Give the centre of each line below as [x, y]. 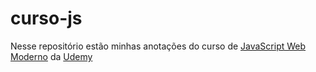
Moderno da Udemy [51, 56]
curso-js [46, 18]
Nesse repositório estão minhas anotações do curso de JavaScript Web [158, 46]
